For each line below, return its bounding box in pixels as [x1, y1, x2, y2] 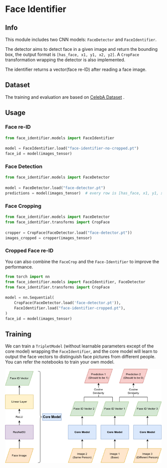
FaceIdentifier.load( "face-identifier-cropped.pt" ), [14, 306, 126, 311]
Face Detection [5, 163, 43, 170]
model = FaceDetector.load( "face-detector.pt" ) [5, 185, 106, 190]
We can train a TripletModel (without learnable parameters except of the [5, 343, 154, 349]
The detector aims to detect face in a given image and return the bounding [5, 46, 158, 52]
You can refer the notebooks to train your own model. [5, 359, 115, 365]
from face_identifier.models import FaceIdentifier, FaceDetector [5, 279, 146, 285]
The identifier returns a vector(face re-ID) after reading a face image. [5, 66, 147, 72]
